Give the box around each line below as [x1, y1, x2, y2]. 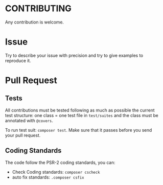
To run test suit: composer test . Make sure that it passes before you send [5, 127, 152, 133]
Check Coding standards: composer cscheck [12, 169, 100, 175]
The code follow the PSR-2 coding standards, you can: [5, 160, 116, 165]
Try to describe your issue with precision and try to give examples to [5, 52, 143, 58]
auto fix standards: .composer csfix [12, 174, 84, 180]
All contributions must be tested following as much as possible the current [5, 107, 155, 113]
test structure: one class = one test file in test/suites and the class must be [5, 112, 159, 118]
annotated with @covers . [5, 117, 53, 123]
